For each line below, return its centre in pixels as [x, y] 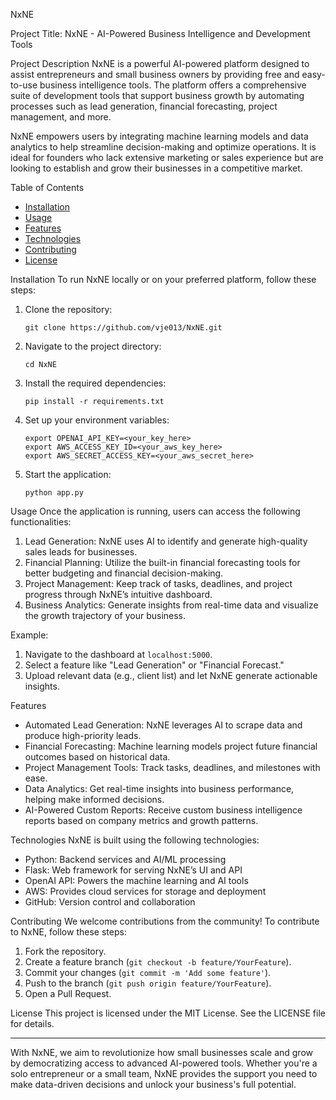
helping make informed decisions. [94, 799]
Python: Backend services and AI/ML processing [125, 859]
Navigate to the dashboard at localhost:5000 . [118, 654]
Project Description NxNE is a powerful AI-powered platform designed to [160, 63]
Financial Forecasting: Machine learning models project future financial [171, 746]
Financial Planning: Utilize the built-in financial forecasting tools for [162, 562]
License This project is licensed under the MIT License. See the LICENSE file [168, 1013]
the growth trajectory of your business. [105, 615]
